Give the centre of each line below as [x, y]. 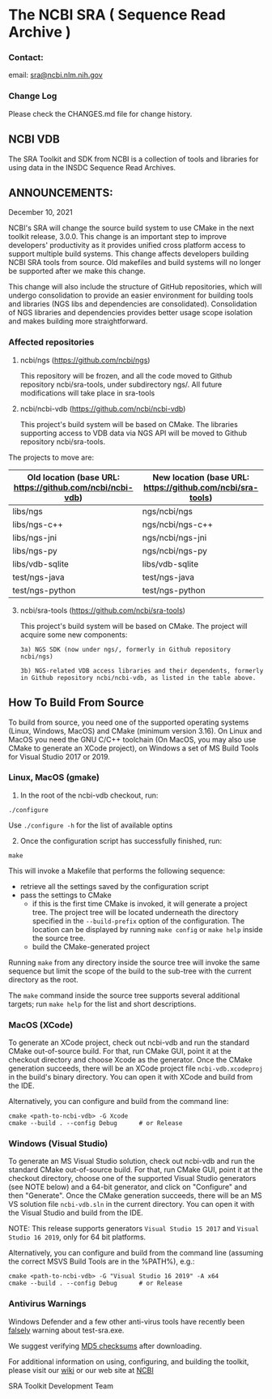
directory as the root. [43, 979]
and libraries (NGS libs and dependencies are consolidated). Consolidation [133, 304]
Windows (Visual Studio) [58, 1144]
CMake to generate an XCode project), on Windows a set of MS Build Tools [134, 748]
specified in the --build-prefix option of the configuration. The [138, 921]
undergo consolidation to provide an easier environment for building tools [131, 295]
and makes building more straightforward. [78, 321]
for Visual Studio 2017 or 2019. [59, 756]
